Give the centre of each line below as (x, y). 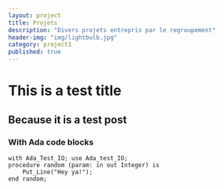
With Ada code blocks (51, 142)
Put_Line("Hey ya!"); (57, 172)
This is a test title (65, 91)
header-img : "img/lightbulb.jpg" (63, 37)
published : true (35, 52)
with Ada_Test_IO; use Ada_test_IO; (68, 158)
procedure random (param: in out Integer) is (84, 165)
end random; (27, 179)
